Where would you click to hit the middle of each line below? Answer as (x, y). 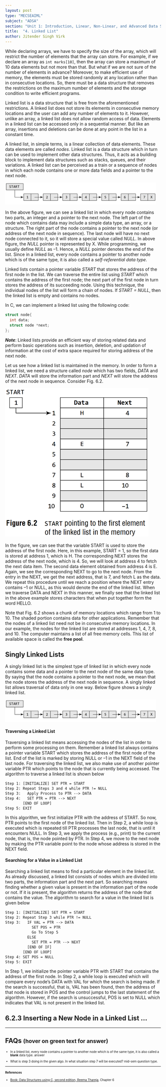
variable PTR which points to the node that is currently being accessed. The (82, 768)
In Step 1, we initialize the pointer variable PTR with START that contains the (82, 971)
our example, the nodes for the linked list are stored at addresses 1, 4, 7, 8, (81, 628)
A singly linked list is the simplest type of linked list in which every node (78, 666)
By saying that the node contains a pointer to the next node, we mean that (80, 677)
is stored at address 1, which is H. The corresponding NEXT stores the (76, 556)
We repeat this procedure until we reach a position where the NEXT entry (80, 582)
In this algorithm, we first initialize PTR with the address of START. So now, (81, 817)
